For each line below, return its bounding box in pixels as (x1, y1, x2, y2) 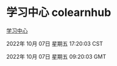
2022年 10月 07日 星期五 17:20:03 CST (6, 40, 104, 47)
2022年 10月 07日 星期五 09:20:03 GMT (6, 53, 107, 60)
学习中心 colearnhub (6, 5, 112, 20)
